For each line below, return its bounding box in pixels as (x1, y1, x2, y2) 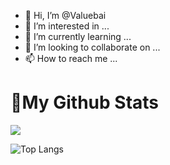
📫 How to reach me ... (24, 53, 118, 64)
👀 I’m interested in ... (24, 20, 110, 32)
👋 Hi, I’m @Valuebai (24, 10, 107, 21)
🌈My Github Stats (10, 91, 160, 114)
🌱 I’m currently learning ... (24, 31, 132, 42)
